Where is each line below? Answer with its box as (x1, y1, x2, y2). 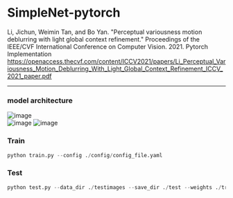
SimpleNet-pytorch (7, 5, 121, 21)
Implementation (7, 50, 52, 58)
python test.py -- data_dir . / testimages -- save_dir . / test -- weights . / (7, 183, 222, 191)
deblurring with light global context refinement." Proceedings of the (7, 35, 200, 43)
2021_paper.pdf (7, 71, 52, 80)
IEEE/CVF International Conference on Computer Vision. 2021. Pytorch (7, 42, 208, 51)
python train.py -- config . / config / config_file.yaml (7, 152, 163, 159)
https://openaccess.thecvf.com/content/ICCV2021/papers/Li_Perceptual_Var (7, 57, 226, 65)
